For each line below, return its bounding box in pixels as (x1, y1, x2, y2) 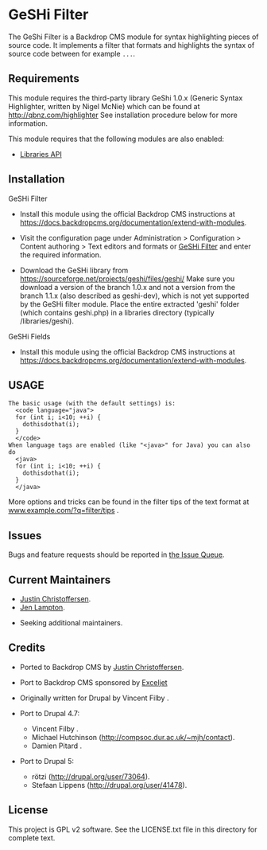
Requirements (8, 72, 79, 85)
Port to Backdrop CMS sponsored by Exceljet (19, 677, 168, 687)
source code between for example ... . (8, 49, 136, 58)
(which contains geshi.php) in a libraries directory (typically (19, 307, 215, 317)
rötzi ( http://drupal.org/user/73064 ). (31, 771, 150, 781)
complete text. (8, 832, 56, 842)
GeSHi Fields (8, 331, 51, 341)
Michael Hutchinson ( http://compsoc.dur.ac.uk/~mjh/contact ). (31, 732, 235, 742)
